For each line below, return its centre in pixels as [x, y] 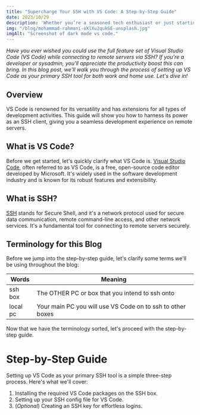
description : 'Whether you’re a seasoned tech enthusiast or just [90, 23]
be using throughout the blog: [43, 265]
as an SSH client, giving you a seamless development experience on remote [99, 121]
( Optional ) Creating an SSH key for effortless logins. [79, 406]
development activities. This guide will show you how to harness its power [97, 115]
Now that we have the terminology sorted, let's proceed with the [85, 329]
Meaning [114, 279]
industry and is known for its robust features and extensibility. [82, 180]
